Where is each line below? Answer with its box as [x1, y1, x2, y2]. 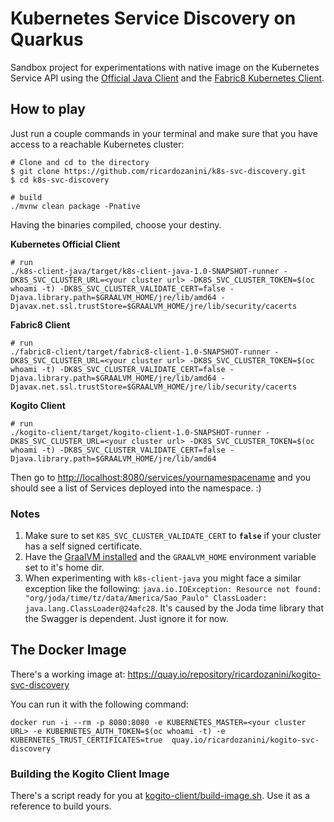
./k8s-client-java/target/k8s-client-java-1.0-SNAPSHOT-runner [10, 266, 280, 276]
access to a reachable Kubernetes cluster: [10, 138, 185, 150]
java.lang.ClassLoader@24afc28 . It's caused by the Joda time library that [24, 602, 325, 614]
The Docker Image [10, 642, 127, 659]
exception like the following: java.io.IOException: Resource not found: [24, 583, 322, 595]
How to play [10, 101, 86, 118]
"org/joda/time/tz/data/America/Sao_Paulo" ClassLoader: [24, 593, 268, 604]
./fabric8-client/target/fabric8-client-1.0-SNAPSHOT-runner [10, 347, 271, 357]
